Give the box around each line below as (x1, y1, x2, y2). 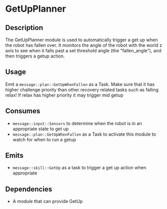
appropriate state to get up (12, 126, 69, 132)
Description (5, 23, 43, 32)
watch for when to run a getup (12, 136, 76, 142)
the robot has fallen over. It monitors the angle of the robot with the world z (5, 42, 162, 48)
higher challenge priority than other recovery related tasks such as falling (5, 86, 159, 93)
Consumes (5, 107, 41, 115)
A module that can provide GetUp (12, 198, 83, 204)
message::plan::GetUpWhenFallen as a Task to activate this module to (12, 131, 156, 137)
